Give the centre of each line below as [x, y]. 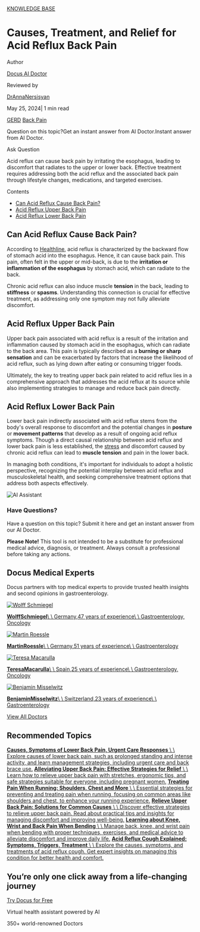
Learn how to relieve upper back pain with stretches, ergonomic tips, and [96, 775]
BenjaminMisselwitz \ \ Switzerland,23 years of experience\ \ [82, 699]
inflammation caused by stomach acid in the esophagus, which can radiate [99, 344]
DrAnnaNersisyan [28, 96]
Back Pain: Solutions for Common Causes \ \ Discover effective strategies [98, 807]
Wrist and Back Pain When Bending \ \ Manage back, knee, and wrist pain [98, 826]
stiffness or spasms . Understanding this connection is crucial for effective [99, 292]
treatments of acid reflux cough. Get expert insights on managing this [92, 851]
